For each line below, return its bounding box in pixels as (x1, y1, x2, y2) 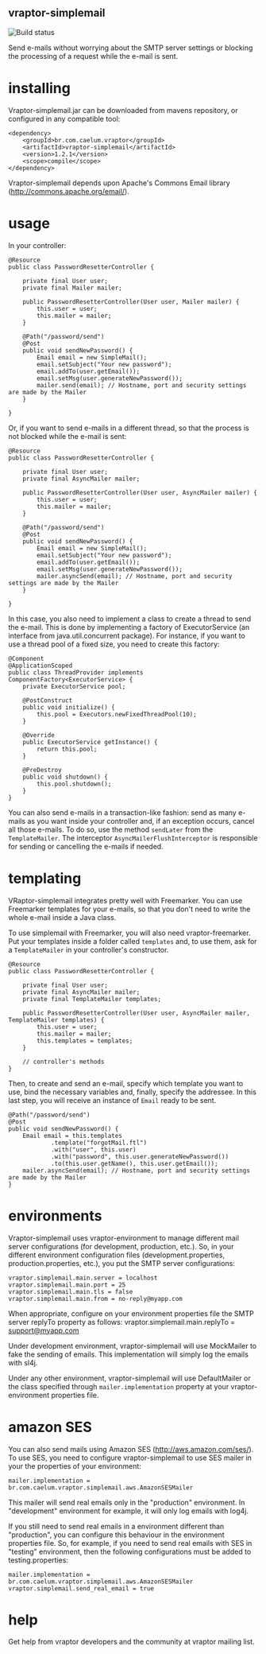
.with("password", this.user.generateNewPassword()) (50, 1152, 229, 1160)
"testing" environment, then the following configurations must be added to (8, 1547, 252, 1556)
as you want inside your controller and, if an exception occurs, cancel (27, 816, 256, 825)
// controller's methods (22, 1058, 105, 1066)
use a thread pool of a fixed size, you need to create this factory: (8, 639, 220, 649)
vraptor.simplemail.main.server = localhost (8, 1274, 158, 1282)
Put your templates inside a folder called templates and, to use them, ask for (8, 936, 257, 945)
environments (8, 1206, 102, 1225)
